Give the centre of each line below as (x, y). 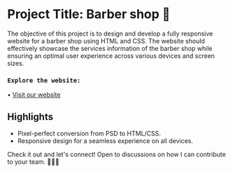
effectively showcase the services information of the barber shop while (110, 48)
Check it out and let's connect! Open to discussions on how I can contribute (116, 155)
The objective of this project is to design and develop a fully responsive (110, 33)
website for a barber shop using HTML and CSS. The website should (106, 40)
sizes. (16, 63)
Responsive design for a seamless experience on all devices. (105, 141)
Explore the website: (44, 80)
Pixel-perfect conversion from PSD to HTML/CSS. (89, 134)
